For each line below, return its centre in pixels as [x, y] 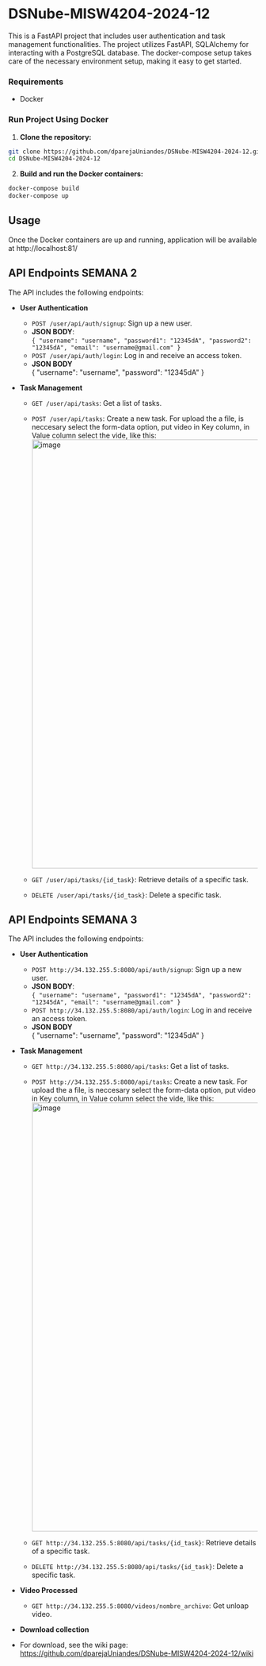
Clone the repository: [55, 137]
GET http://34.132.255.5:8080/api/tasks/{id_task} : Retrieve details [144, 1543]
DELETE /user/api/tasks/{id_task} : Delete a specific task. [126, 895]
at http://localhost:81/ [43, 248]
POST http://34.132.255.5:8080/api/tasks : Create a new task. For [139, 1082]
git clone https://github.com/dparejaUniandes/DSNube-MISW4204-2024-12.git [136, 152]
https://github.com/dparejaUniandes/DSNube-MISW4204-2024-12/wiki [137, 1653]
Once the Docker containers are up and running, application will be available [133, 240]
